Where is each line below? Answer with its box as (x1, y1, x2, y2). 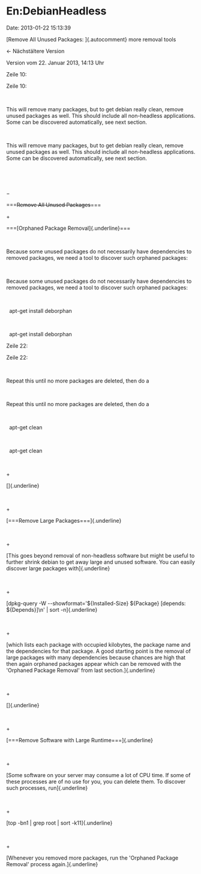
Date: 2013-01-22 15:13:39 (6, 24, 71, 31)
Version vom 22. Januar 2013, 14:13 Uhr (6, 59, 104, 66)
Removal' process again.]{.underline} (6, 860, 98, 867)
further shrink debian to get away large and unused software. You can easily (6, 558, 195, 565)
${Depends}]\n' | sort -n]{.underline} (6, 606, 98, 613)
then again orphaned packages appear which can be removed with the (6, 660, 181, 667)
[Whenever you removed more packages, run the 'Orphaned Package (6, 854, 179, 861)
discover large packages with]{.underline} (6, 564, 110, 572)
